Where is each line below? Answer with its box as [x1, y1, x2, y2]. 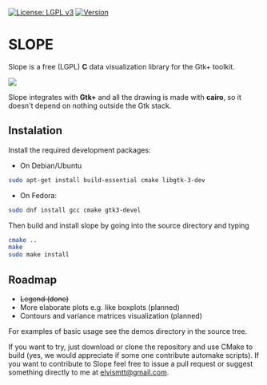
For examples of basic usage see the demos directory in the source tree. [8, 326, 248, 335]
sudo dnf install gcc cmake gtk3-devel [8, 206, 141, 214]
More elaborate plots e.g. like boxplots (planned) [19, 302, 180, 312]
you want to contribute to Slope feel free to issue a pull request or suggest [8, 359, 253, 368]
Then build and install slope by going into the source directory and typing [8, 220, 249, 230]
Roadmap [8, 272, 58, 287]
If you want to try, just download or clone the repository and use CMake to [8, 342, 253, 351]
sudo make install [8, 251, 70, 259]
